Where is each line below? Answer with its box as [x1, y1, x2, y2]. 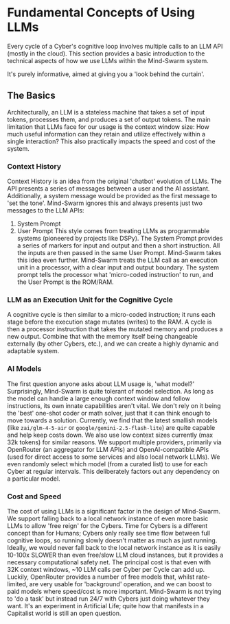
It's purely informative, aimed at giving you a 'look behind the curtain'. [7, 70, 205, 78]
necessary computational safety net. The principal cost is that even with [7, 557, 211, 566]
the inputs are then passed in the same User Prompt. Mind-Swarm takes [16, 249, 222, 257]
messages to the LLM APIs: [7, 206, 84, 215]
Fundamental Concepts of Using [7, 5, 196, 21]
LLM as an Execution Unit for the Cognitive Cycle [7, 295, 174, 304]
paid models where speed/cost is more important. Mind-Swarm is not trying [7, 587, 222, 595]
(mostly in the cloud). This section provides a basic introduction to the [7, 49, 205, 58]
